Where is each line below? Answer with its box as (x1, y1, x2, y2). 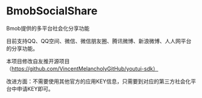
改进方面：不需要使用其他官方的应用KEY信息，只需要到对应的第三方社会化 (6, 78, 191, 85)
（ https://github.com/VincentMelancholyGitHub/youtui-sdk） (6, 65, 159, 72)
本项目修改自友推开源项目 (6, 57, 70, 65)
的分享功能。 (6, 45, 38, 52)
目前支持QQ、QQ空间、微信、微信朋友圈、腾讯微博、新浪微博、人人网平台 (6, 37, 192, 44)
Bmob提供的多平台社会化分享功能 (6, 24, 90, 32)
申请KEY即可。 (16, 85, 54, 92)
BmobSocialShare (6, 4, 98, 18)
